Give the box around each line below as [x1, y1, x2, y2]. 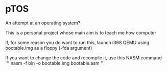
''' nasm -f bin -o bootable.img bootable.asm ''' [5, 60, 105, 66]
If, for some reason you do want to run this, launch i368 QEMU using [5, 39, 150, 46]
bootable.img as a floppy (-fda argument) [5, 45, 92, 51]
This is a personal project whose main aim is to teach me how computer [5, 29, 157, 35]
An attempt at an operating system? [5, 20, 81, 26]
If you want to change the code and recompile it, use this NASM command [5, 54, 162, 61]
